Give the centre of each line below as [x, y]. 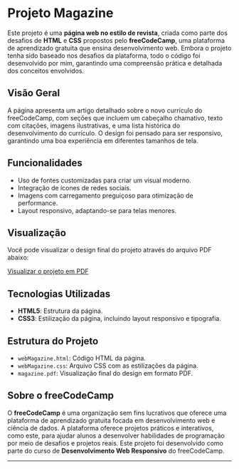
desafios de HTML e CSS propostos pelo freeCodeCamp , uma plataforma [116, 40]
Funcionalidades [45, 163]
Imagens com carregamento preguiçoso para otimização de [105, 195]
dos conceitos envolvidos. [46, 71]
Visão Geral [34, 93]
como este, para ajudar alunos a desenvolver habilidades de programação [116, 435]
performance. [38, 203]
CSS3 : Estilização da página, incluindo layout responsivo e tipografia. [119, 319]
